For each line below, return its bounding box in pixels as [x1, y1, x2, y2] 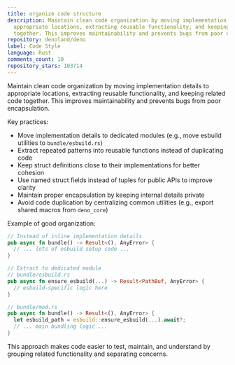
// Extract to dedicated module [7, 265, 101, 272]
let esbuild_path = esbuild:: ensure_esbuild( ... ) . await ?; [13, 317, 187, 324]
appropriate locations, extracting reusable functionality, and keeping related [7, 89, 226, 97]
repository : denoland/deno [7, 36, 86, 43]
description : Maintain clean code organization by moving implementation [7, 17, 227, 24]
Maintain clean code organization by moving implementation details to [7, 81, 210, 90]
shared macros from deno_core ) [17, 205, 108, 214]
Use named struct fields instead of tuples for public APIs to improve [17, 176, 213, 184]
